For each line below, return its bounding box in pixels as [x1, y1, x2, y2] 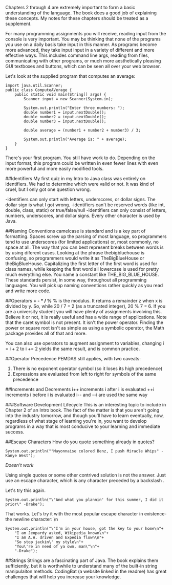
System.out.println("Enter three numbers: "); [24, 105, 125, 111]
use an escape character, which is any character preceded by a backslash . [5, 478, 165, 483]
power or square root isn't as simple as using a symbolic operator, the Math [5, 325, 165, 331]
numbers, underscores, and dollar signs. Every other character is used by [5, 212, 160, 219]
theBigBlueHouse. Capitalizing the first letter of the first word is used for [5, 261, 158, 267]
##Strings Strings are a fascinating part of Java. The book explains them [5, 557, 159, 564]
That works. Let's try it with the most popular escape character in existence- [5, 511, 167, 516]
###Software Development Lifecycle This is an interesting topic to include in [5, 402, 166, 407]
